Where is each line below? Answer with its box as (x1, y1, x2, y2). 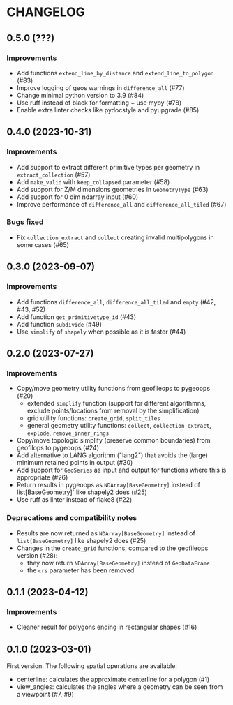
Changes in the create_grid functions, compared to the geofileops (16, 544, 209, 552)
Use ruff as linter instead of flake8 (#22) (16, 496, 133, 504)
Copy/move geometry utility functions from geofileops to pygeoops (16, 385, 211, 393)
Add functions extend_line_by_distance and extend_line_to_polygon (16, 68, 214, 77)
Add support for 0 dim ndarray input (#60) (16, 193, 139, 201)
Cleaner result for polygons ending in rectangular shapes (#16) (16, 623, 197, 632)
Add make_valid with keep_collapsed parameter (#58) (16, 177, 170, 186)
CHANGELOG (6, 4, 85, 20)
